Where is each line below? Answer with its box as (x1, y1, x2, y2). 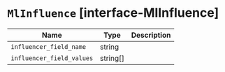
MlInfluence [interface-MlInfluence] (7, 5, 219, 21)
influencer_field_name (10, 43, 86, 50)
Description (131, 30, 171, 40)
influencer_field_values (10, 54, 94, 62)
